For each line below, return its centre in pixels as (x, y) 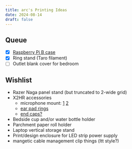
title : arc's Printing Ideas (36, 10)
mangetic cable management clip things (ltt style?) (66, 141)
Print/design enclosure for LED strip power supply (65, 136)
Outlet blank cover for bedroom (46, 64)
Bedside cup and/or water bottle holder (54, 120)
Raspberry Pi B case (34, 52)
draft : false (19, 19)
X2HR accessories (32, 98)
